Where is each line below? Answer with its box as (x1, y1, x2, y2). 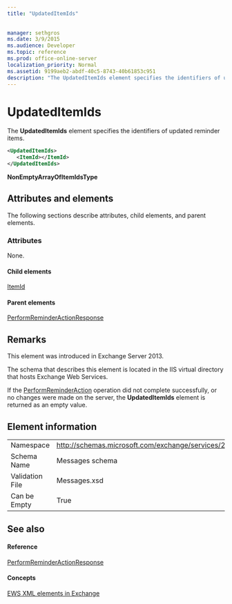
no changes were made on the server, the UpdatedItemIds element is (7, 393, 206, 402)
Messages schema (56, 456, 118, 466)
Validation (10, 471, 43, 481)
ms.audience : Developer (7, 42, 76, 49)
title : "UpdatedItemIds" (7, 10, 79, 17)
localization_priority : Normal (7, 61, 97, 68)
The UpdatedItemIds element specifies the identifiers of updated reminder (7, 127, 220, 135)
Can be (10, 491, 35, 501)
